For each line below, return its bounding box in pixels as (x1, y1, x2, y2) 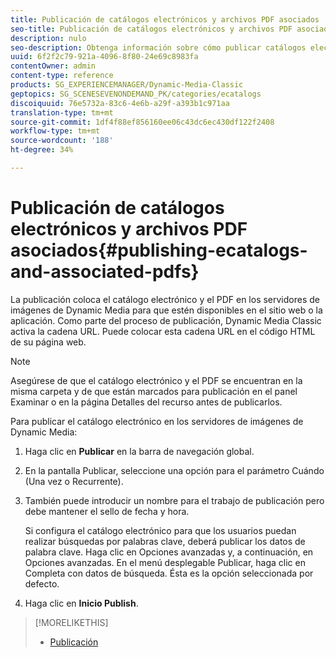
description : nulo (10, 33, 87, 43)
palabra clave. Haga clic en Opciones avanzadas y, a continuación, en (24, 546, 314, 558)
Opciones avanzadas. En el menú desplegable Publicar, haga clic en (24, 556, 306, 568)
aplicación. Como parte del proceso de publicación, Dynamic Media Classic (10, 314, 322, 326)
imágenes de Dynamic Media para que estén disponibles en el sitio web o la (10, 304, 323, 316)
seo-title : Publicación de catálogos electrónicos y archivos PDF (10, 24, 293, 34)
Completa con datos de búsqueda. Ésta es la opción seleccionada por (24, 567, 314, 579)
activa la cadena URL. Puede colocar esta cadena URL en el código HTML (10, 325, 316, 337)
